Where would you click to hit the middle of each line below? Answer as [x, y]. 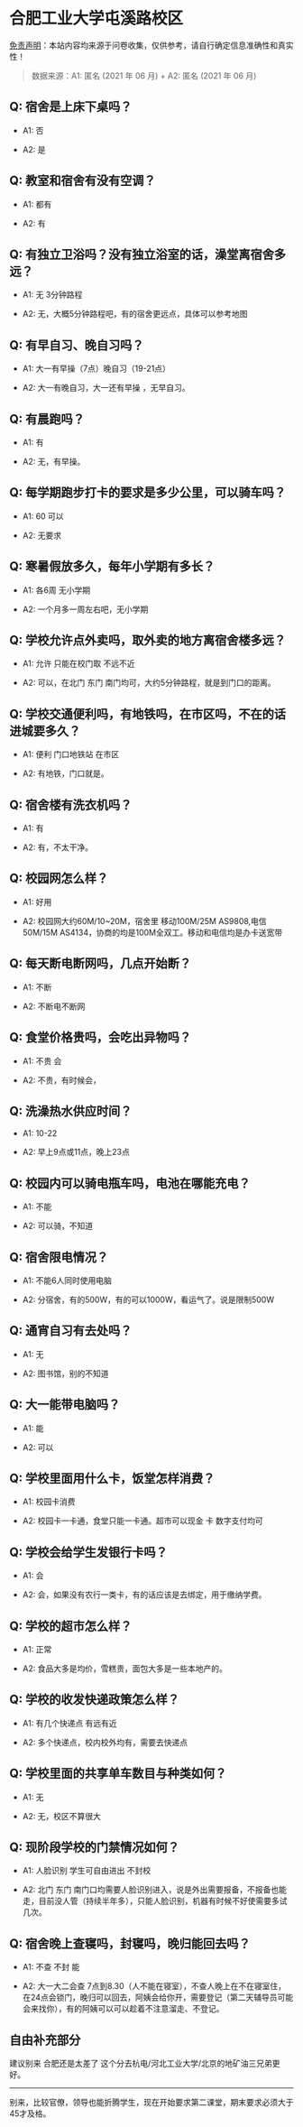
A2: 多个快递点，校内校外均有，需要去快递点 [105, 1742]
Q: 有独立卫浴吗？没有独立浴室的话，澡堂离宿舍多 [148, 254]
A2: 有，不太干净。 [57, 847]
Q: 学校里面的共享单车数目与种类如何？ [118, 1774]
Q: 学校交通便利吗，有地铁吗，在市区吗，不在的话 [148, 714]
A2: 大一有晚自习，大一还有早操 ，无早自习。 [106, 388]
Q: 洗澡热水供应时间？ [71, 1111]
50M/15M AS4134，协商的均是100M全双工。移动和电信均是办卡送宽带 [152, 932]
